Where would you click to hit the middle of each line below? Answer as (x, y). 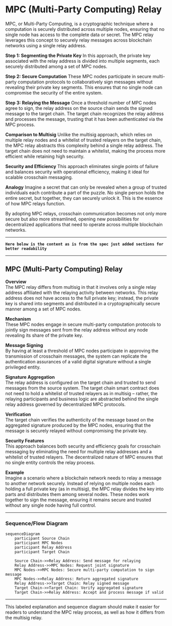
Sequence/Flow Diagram (37, 523)
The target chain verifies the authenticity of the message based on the (80, 419)
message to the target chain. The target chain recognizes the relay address (84, 114)
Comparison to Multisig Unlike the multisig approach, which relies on (79, 134)
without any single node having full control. (51, 505)
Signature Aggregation (30, 377)
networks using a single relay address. (46, 45)
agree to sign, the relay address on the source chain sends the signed (79, 108)
